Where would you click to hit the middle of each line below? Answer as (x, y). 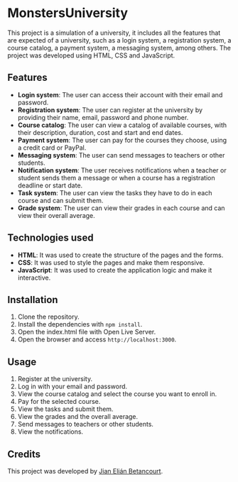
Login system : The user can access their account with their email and (120, 94)
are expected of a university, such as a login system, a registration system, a (119, 40)
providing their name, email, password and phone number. (103, 117)
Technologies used (50, 238)
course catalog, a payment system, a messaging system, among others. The (119, 48)
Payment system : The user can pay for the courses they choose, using (122, 140)
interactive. (34, 278)
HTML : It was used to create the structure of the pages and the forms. (120, 255)
